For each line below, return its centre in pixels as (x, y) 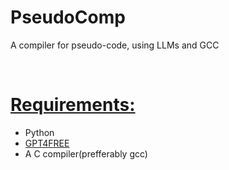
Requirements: (73, 105)
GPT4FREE (47, 143)
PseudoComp (68, 17)
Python (39, 132)
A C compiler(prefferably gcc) (86, 153)
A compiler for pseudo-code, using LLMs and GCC (115, 45)
